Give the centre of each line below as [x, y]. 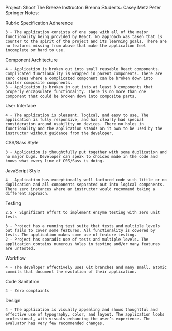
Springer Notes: [22, 13]
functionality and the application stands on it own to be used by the [84, 128]
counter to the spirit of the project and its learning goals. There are [86, 41]
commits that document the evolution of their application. [71, 272]
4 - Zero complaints [28, 291]
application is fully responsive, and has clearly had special [75, 120]
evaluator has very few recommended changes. [55, 323]
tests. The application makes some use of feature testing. [71, 235]
